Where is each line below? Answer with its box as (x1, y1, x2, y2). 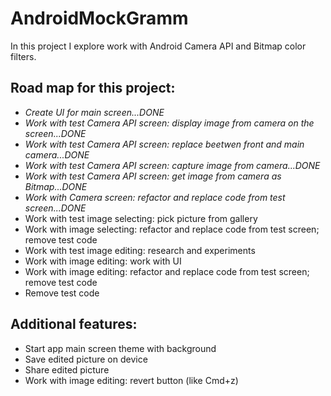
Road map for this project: (10, 80, 176, 97)
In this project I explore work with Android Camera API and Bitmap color (10, 40, 307, 52)
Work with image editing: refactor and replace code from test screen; (24, 265, 310, 277)
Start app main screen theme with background (24, 342, 217, 354)
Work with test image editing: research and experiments (24, 244, 256, 256)
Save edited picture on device (24, 353, 148, 365)
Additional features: (10, 316, 138, 333)
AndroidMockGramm (10, 7, 189, 30)
